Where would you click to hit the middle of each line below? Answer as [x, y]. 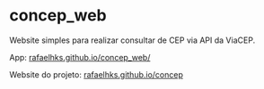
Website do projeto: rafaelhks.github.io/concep [97, 74]
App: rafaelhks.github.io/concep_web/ [80, 57]
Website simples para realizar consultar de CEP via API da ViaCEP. [132, 40]
